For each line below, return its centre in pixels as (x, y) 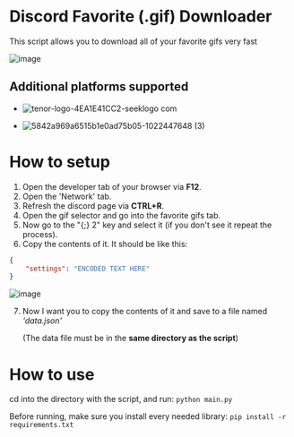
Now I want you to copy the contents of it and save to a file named (145, 312)
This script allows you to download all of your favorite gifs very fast (134, 41)
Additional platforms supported (99, 87)
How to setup (60, 162)
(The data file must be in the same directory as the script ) (130, 338)
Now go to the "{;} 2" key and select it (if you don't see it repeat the (147, 225)
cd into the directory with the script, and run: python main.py (121, 399)
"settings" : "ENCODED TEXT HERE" (88, 269)
